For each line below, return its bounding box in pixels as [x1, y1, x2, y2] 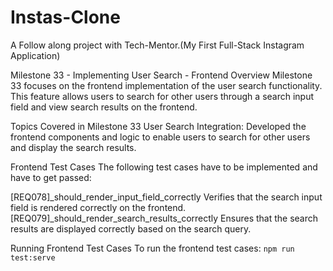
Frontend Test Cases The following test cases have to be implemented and [10, 161, 318, 173]
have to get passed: [10, 171, 92, 183]
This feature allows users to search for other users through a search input [10, 90, 315, 102]
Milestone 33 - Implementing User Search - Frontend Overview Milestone [10, 69, 313, 81]
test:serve [10, 252, 56, 263]
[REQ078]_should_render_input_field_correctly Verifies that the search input [10, 191, 323, 203]
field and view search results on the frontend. [10, 101, 198, 113]
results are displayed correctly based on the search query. [10, 222, 252, 235]
